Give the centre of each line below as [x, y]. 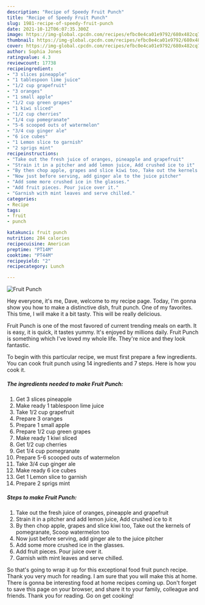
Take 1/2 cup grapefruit [45, 412]
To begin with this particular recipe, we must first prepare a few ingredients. [102, 357]
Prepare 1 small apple [43, 425]
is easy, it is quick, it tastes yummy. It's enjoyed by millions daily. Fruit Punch [103, 332]
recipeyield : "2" [29, 261]
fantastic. [19, 345]
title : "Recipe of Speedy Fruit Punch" [57, 18]
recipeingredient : [30, 69]
